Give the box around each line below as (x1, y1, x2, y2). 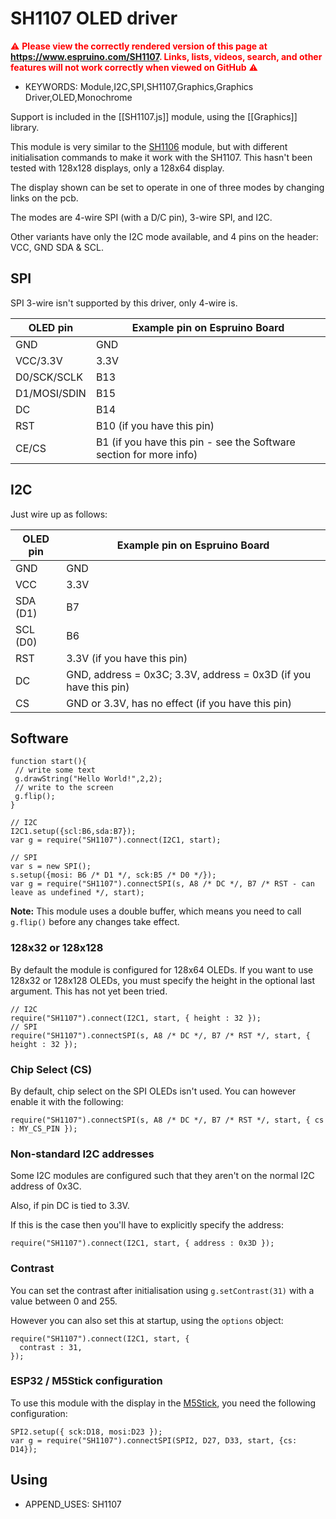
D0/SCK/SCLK (15, 370, 83, 384)
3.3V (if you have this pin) (66, 651, 188, 665)
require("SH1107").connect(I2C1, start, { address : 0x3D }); (10, 1238, 275, 1249)
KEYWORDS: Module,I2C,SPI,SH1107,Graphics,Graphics (24, 80, 254, 92)
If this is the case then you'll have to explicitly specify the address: (10, 1219, 284, 1231)
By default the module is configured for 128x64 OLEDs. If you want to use (10, 963, 314, 976)
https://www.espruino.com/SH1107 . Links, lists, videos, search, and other (10, 50, 323, 62)
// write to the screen (14, 783, 114, 793)
